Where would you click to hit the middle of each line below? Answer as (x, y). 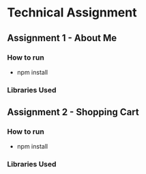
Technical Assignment (72, 13)
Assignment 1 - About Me (62, 38)
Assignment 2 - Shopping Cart (73, 112)
